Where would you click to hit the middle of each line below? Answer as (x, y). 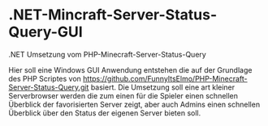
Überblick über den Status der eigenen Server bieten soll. (105, 113)
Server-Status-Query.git (49, 87)
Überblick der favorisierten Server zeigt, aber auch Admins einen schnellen (134, 104)
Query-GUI (45, 32)
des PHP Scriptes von (45, 78)
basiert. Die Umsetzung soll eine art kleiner (163, 87)
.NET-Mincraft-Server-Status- (113, 15)
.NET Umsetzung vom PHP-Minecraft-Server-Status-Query (108, 54)
